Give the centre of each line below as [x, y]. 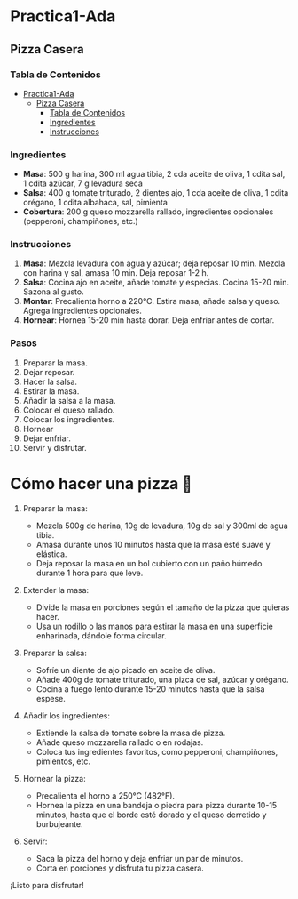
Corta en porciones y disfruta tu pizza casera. [120, 868]
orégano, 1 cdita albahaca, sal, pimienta [95, 203]
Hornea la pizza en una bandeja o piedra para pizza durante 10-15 [157, 805]
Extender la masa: [56, 590]
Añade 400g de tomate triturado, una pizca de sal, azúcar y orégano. [162, 679]
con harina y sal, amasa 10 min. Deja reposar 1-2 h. [116, 273]
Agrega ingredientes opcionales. [82, 311]
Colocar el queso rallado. [69, 410]
